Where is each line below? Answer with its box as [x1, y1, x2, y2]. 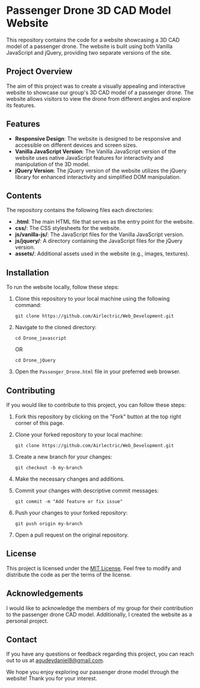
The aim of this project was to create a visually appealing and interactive [6, 82, 186, 90]
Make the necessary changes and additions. [14, 475, 125, 483]
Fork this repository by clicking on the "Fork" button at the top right [14, 413, 181, 420]
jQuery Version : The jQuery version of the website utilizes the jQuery [14, 166, 187, 174]
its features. [6, 102, 36, 109]
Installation [6, 267, 49, 278]
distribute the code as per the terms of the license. [6, 571, 132, 578]
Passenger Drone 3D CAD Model [6, 4, 171, 17]
